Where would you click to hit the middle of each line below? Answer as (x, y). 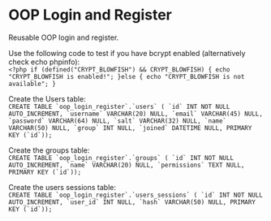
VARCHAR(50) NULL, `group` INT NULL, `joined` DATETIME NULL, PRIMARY (130, 128)
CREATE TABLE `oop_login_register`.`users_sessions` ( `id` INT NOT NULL (136, 195)
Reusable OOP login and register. (64, 37)
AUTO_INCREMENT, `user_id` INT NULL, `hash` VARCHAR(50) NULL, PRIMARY (132, 202)
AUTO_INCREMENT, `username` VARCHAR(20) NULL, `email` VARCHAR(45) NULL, (136, 114)
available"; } (32, 84)
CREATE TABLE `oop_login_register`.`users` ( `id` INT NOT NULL (119, 106)
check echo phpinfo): (44, 62)
